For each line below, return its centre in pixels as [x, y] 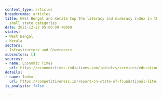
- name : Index [19, 77]
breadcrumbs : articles [28, 14]
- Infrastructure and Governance [39, 50]
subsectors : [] [20, 54]
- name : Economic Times [29, 63]
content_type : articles [29, 9]
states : [13, 32]
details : [14, 72]
